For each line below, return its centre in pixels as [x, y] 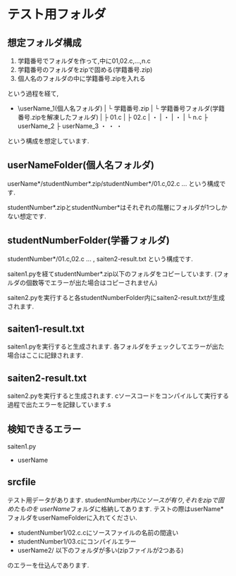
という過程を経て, [33, 93]
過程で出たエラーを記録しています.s [59, 405]
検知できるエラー [44, 429]
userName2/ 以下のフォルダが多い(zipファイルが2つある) [100, 550]
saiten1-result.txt [46, 329]
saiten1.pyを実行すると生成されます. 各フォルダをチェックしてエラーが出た [116, 346]
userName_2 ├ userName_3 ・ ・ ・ [70, 126]
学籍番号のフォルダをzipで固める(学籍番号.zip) [85, 70]
